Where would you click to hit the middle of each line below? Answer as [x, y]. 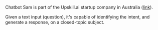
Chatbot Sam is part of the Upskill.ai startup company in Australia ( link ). [79, 7]
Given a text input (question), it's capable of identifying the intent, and [77, 17]
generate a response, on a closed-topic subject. [55, 22]
